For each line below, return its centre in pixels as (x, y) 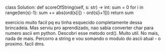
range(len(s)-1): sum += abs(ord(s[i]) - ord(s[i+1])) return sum (70, 13)
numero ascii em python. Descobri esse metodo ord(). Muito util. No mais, (82, 33)
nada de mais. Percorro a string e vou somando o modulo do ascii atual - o (83, 38)
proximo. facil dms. (25, 44)
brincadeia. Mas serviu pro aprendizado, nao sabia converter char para (79, 28)
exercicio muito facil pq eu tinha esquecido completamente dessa (74, 22)
